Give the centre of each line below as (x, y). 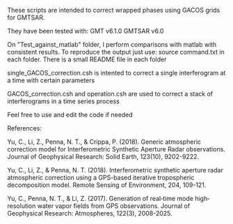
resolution (22, 206)
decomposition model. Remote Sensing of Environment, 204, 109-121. (107, 185)
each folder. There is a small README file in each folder (87, 59)
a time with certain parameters (51, 80)
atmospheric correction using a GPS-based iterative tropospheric (101, 178)
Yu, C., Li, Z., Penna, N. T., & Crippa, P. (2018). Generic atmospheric (104, 142)
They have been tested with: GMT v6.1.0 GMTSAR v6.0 (86, 31)
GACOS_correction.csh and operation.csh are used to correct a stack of (110, 94)
